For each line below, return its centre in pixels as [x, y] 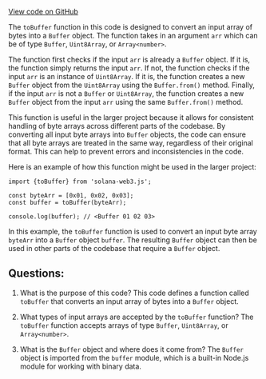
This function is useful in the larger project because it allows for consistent [131, 118]
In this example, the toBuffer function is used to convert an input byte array [133, 231]
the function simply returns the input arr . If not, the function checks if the [129, 68]
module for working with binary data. [81, 366]
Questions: [36, 274]
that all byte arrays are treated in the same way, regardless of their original [131, 143]
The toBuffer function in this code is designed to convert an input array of [131, 27]
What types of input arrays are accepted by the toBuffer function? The [137, 317]
